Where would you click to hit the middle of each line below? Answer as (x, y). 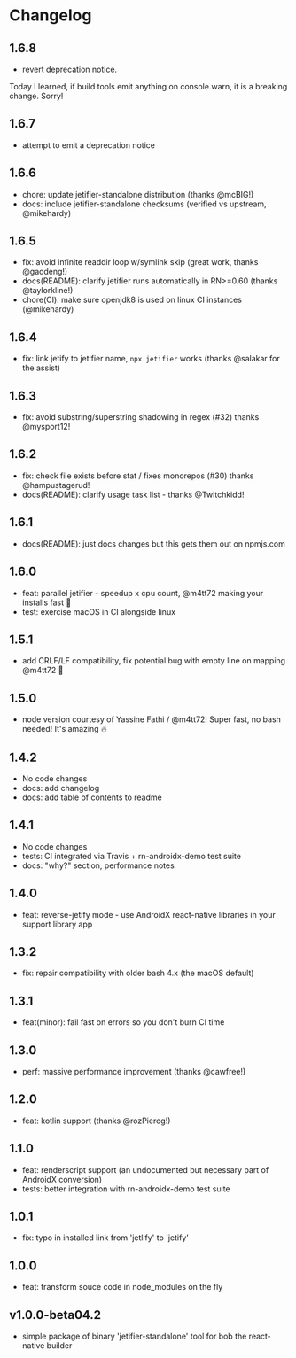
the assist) (41, 368)
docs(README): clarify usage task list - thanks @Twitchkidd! (133, 494)
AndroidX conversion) (62, 1179)
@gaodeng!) (45, 272)
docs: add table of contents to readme (92, 797)
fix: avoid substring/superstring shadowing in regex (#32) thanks (140, 417)
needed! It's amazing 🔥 (64, 729)
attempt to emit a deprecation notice (88, 145)
